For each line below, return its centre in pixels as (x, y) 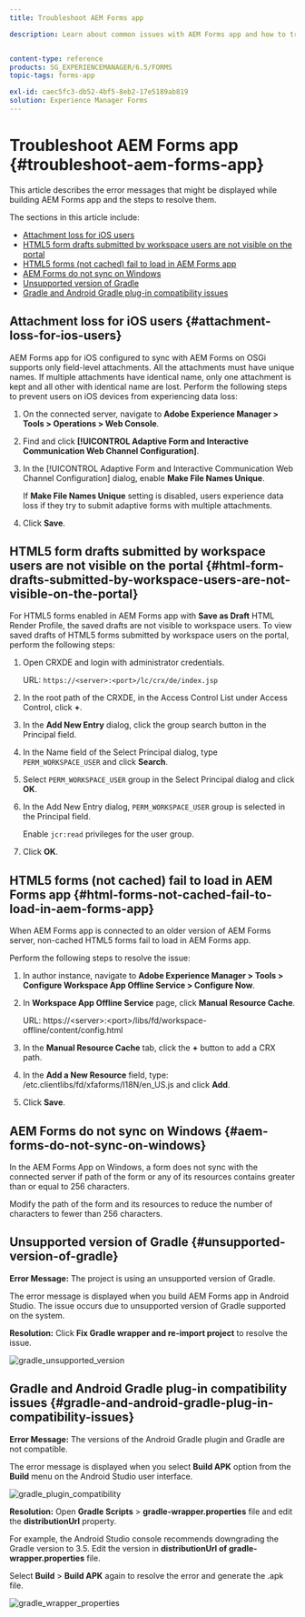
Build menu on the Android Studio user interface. (101, 1476)
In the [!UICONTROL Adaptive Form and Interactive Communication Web (157, 468)
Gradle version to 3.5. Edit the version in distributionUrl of (118, 1548)
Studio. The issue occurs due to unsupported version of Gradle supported (148, 1305)
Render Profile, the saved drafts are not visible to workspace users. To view (151, 626)
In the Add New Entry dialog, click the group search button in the (144, 725)
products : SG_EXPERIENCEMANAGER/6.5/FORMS (91, 67)
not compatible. (39, 1449)
